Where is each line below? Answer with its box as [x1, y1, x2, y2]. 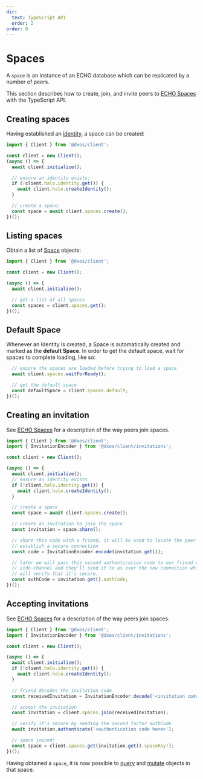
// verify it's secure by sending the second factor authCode [11, 721, 172, 727]
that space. [6, 766, 34, 773]
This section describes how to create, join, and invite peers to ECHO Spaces [6, 90, 196, 97]
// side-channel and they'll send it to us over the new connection [11, 565, 188, 571]
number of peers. [6, 78, 50, 85]
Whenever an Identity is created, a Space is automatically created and [6, 341, 181, 348]
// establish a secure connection [11, 543, 98, 549]
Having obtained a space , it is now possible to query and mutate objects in [6, 759, 190, 766]
